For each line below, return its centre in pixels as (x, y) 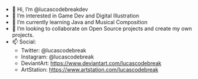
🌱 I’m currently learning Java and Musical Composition (80, 22)
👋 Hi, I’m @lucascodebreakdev (50, 9)
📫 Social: (24, 42)
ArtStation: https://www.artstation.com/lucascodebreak (90, 70)
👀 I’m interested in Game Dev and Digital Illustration (76, 16)
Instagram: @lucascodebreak (57, 57)
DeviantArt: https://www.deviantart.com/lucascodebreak (91, 63)
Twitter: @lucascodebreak (54, 50)
